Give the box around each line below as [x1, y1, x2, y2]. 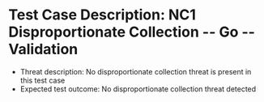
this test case [19, 75, 66, 85]
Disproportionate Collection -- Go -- [8, 23, 255, 41]
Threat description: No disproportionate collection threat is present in [19, 66, 252, 76]
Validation [8, 40, 79, 58]
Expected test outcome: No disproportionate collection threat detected [19, 83, 257, 94]
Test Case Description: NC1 [8, 6, 197, 24]
